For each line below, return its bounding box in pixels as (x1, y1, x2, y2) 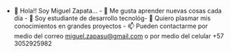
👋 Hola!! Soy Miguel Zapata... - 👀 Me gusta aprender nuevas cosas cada (13, 7, 222, 15)
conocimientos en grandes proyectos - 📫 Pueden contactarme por (13, 22, 209, 30)
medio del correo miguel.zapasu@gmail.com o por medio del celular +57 (13, 32, 224, 40)
